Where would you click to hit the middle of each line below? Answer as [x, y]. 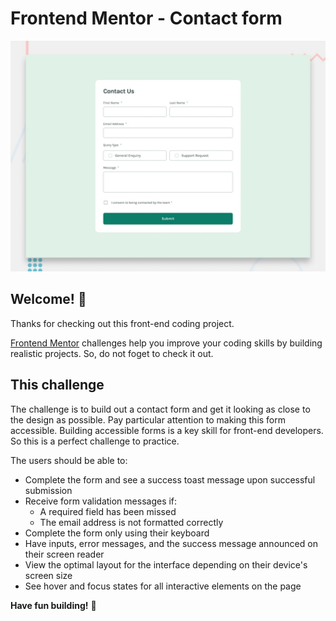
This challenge [57, 385]
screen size [48, 575]
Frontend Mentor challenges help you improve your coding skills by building [166, 343]
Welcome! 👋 [48, 299]
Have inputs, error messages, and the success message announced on [171, 543]
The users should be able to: [69, 460]
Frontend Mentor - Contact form [146, 18]
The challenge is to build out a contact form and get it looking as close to [160, 409]
